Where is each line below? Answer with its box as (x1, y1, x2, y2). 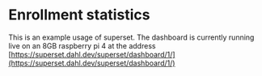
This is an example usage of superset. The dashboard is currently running (8, 32, 255, 42)
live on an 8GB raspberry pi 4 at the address (8, 40, 156, 50)
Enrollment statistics (8, 6, 150, 24)
